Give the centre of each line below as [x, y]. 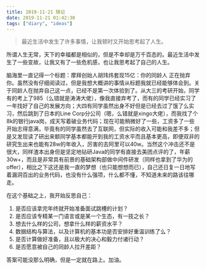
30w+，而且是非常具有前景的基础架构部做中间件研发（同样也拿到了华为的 [100, 159]
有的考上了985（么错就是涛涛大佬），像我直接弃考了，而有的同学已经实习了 [101, 98]
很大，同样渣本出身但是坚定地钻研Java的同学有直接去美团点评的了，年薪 [98, 152]
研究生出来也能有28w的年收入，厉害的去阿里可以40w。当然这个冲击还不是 [101, 144]
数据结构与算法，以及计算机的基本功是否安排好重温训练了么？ [93, 232]
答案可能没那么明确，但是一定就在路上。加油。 [65, 260]
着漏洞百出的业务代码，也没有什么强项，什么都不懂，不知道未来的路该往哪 [100, 175]
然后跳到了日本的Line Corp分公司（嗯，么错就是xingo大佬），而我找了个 [107, 113]
